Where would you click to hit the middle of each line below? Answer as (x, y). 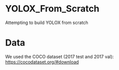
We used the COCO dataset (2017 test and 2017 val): (59, 56)
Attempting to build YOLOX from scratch (47, 22)
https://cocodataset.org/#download (42, 62)
